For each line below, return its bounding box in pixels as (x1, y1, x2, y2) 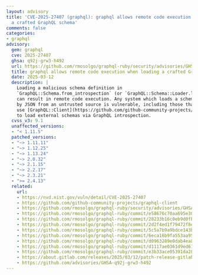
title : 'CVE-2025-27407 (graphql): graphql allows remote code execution (6, 14, 192, 20)
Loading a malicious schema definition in (16, 85, 123, 91)
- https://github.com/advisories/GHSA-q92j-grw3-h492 (16, 260, 151, 266)
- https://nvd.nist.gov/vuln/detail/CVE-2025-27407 (16, 194, 146, 200)
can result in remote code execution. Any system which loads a (16, 96, 178, 102)
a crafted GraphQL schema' (11, 19, 78, 25)
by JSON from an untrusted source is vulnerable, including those (16, 101, 183, 108)
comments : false (6, 25, 46, 31)
